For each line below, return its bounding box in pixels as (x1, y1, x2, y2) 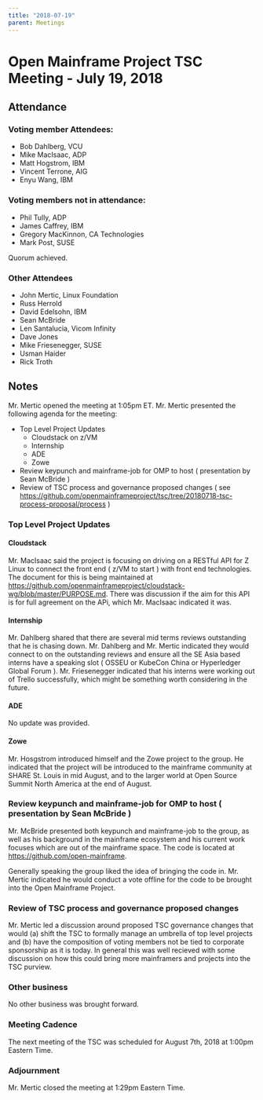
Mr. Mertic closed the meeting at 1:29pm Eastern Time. (8, 1083, 186, 1092)
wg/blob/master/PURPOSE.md (8, 589, 107, 598)
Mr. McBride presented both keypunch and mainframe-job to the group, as (8, 826, 250, 835)
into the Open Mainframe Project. (8, 883, 116, 892)
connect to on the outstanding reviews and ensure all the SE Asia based (8, 649, 241, 660)
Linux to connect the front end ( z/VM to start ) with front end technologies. (8, 564, 252, 573)
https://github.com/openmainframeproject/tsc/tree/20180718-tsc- (19, 491, 233, 500)
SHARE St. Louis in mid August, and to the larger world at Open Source (8, 770, 238, 780)
